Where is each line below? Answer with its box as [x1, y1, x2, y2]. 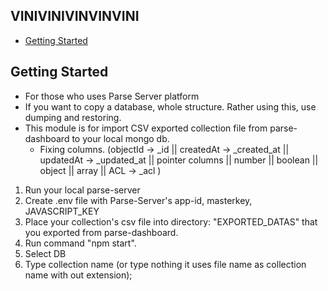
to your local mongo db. [71, 132, 170, 144]
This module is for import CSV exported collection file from [24, 122, 268, 134]
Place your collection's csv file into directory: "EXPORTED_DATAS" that [24, 215, 318, 228]
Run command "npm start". [24, 237, 137, 249]
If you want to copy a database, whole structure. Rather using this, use [24, 100, 317, 113]
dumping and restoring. [24, 111, 122, 123]
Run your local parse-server [24, 184, 141, 196]
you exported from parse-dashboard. [24, 226, 179, 238]
